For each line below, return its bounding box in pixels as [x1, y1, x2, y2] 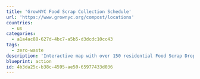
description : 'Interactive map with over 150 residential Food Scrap [6, 53, 183, 59]
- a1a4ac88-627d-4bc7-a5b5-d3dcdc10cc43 [11, 36, 113, 42]
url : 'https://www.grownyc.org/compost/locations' [6, 14, 135, 20]
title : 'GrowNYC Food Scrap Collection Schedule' [6, 8, 132, 15]
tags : [6, 42, 20, 48]
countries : [6, 20, 33, 26]
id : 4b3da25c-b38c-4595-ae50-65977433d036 [6, 64, 113, 70]
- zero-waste [11, 48, 44, 53]
